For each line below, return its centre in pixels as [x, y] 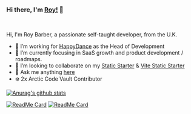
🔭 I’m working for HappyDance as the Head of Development [90, 46]
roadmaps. [28, 59]
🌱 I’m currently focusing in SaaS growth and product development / [99, 53]
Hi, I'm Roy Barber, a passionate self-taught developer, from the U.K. [92, 35]
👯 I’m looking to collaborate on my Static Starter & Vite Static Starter [100, 65]
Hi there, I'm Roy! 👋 [35, 10]
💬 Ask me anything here [45, 72]
